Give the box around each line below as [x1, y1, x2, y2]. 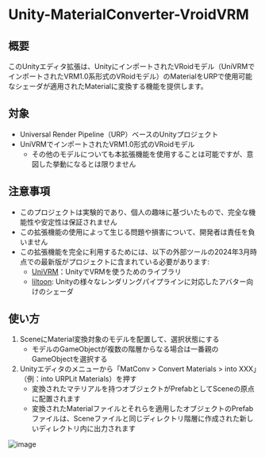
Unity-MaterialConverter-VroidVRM [8, 6, 250, 24]
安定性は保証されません [40, 217, 117, 227]
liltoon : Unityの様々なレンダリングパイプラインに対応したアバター [31, 276, 247, 286]
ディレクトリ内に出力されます [38, 424, 136, 433]
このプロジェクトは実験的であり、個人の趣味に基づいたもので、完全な [19, 207, 249, 217]
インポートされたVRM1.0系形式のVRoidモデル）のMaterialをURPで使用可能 [8, 71, 252, 81]
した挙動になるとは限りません [38, 159, 136, 168]
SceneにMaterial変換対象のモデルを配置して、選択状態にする [19, 335, 220, 344]
